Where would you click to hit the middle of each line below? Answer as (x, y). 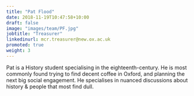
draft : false (22, 23)
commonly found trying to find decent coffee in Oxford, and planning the (96, 74)
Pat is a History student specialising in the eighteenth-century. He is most (96, 67)
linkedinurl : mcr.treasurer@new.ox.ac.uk (58, 39)
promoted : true (25, 45)
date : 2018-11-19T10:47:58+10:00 (48, 17)
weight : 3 (19, 51)
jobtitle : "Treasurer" (34, 34)
